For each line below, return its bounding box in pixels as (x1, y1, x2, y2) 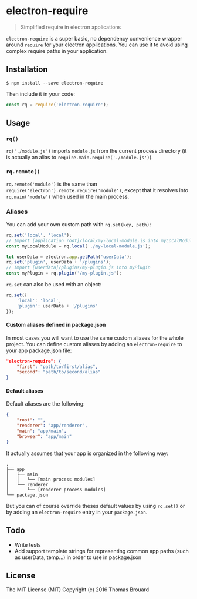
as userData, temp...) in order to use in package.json (14, 554, 142, 561)
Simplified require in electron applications (20, 24, 121, 31)
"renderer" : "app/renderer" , (16, 423, 88, 429)
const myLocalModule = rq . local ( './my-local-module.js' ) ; (6, 243, 151, 249)
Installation (6, 65, 48, 75)
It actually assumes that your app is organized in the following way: (6, 450, 168, 457)
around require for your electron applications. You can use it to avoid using (6, 41, 188, 48)
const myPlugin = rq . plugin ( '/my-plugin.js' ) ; (6, 270, 122, 276)
